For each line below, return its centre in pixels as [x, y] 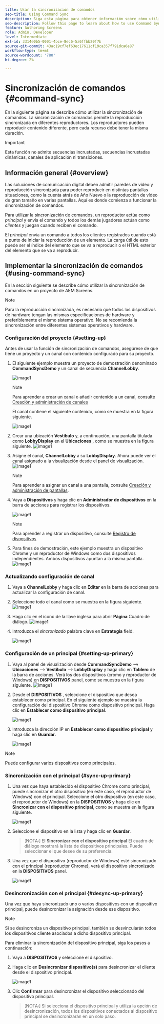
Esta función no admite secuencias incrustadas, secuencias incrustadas [78, 152]
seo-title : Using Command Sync [37, 14]
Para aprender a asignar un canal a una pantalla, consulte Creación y [82, 485]
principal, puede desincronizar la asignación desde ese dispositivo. [73, 909]
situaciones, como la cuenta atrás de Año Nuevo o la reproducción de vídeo [81, 195]
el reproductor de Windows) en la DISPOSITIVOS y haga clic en [76, 802]
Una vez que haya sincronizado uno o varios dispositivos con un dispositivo [81, 904]
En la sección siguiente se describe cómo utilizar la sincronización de [75, 285]
